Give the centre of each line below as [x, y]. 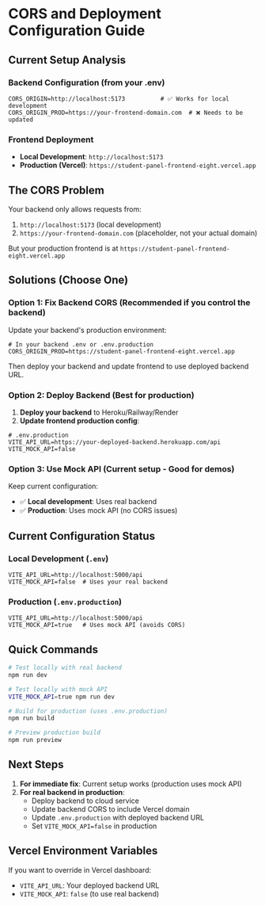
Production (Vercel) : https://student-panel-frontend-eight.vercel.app [138, 165]
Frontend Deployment [51, 140]
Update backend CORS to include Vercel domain [110, 809]
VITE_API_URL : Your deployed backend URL [89, 885]
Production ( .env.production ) [65, 602]
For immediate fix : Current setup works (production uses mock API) [131, 784]
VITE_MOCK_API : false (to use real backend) [89, 893]
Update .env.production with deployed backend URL [117, 817]
